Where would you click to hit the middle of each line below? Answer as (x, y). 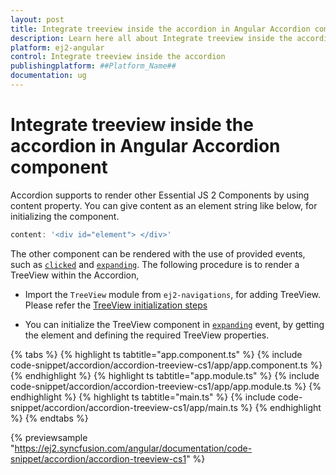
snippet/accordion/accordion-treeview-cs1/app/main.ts (124, 407)
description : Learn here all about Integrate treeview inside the (151, 38)
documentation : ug (48, 76)
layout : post (37, 19)
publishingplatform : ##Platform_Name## (93, 66)
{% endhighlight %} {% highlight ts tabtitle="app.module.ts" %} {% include (165, 375)
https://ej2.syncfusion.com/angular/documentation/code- (133, 448)
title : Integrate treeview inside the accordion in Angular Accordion (160, 29)
